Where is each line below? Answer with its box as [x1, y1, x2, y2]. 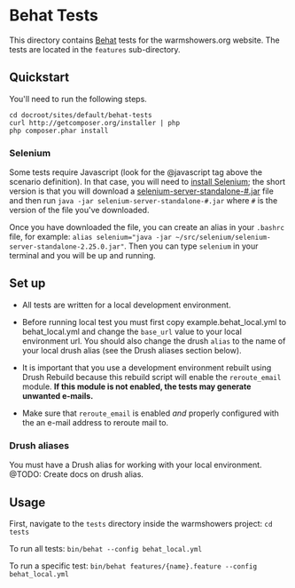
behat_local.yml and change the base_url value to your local [21, 326, 242, 337]
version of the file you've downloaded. [9, 205, 150, 216]
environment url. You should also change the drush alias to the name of [21, 335, 286, 346]
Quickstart [9, 70, 70, 85]
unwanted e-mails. [21, 390, 94, 401]
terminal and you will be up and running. [9, 250, 157, 261]
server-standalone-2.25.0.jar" [9, 242, 125, 251]
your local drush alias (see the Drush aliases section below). [21, 345, 242, 355]
